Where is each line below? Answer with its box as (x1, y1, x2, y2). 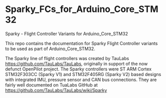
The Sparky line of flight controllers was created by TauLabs (5, 55, 130, 61)
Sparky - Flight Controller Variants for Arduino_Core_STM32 (5, 30, 128, 36)
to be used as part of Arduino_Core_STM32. (5, 45, 96, 51)
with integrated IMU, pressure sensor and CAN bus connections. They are (5, 76, 157, 82)
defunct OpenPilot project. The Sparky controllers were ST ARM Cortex (5, 66, 152, 72)
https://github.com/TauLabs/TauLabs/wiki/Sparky (5, 87, 107, 93)
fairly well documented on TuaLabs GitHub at (5, 81, 98, 88)
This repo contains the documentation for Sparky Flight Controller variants (5, 40, 158, 46)
